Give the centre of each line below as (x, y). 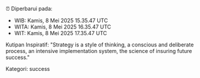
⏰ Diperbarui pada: (29, 9)
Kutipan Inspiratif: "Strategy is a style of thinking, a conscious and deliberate (100, 45)
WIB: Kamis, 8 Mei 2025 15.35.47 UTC (61, 21)
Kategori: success (28, 69)
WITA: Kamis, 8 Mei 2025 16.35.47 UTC (63, 27)
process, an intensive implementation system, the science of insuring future (99, 51)
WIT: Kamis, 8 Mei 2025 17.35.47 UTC (61, 33)
